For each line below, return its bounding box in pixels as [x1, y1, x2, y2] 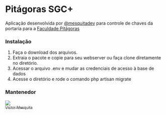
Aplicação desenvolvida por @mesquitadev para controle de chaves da [5, 20, 153, 26]
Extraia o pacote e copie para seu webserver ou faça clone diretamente [12, 55, 161, 61]
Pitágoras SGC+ [5, 4, 73, 15]
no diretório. [12, 60, 38, 66]
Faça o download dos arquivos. [12, 49, 78, 56]
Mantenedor [5, 89, 36, 96]
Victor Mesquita [5, 105, 33, 110]
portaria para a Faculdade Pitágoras [5, 25, 79, 31]
